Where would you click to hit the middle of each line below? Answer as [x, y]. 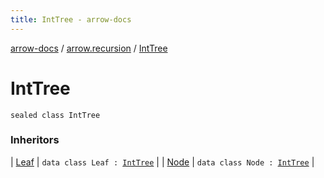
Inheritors [35, 140]
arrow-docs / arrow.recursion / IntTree [89, 48]
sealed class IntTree [55, 115]
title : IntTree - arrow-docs [71, 19]
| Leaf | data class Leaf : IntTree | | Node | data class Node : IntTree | [162, 162]
